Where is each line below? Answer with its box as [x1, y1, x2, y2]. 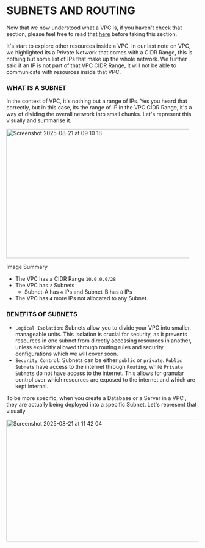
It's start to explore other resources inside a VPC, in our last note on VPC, [6, 42, 191, 50]
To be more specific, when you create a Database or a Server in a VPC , [6, 394, 187, 401]
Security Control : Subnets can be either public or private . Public [15, 356, 182, 364]
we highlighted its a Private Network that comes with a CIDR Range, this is [6, 48, 193, 56]
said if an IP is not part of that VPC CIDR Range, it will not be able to [6, 62, 177, 69]
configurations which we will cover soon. [15, 350, 118, 357]
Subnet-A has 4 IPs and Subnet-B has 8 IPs [24, 288, 132, 295]
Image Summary [6, 264, 48, 271]
